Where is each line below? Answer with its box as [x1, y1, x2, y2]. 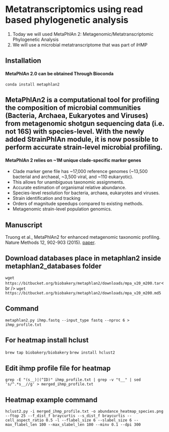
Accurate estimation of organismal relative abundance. [12, 185, 127, 191]
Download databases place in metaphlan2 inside [5, 254, 161, 263]
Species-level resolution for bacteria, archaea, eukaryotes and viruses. [12, 190, 160, 196]
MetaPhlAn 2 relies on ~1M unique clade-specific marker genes [5, 157, 141, 163]
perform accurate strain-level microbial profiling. [5, 143, 163, 151]
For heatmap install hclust [5, 335, 89, 344]
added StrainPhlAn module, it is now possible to [5, 135, 159, 144]
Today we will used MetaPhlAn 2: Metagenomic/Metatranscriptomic [12, 31, 154, 37]
